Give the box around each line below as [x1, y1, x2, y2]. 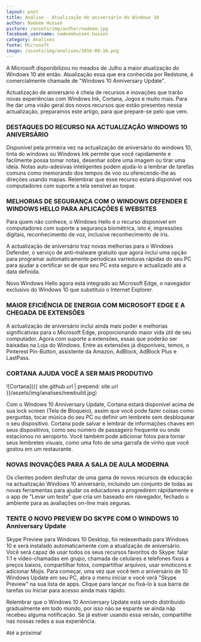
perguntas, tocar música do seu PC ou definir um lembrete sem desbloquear [6, 413, 195, 421]
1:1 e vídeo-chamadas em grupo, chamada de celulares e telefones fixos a [6, 554, 189, 562]
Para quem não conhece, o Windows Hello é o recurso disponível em [6, 218, 176, 226]
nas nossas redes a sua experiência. [6, 617, 96, 625]
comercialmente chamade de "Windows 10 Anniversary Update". [6, 77, 166, 84]
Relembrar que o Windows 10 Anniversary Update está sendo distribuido [6, 598, 185, 605]
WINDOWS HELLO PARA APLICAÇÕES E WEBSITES [6, 205, 157, 213]
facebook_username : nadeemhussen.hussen [6, 31, 109, 37]
